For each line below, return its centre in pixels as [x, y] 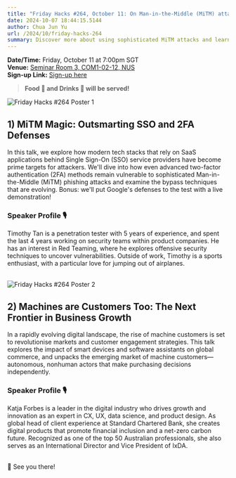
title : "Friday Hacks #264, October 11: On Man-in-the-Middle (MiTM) [111, 14]
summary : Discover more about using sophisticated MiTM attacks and [110, 40]
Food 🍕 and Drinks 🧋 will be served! [77, 89]
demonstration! [29, 197]
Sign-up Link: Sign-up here [47, 75]
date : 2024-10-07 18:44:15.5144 [54, 20]
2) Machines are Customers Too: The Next [102, 306]
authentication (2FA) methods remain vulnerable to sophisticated [101, 174]
